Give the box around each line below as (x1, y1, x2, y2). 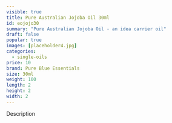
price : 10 (6, 59, 31, 65)
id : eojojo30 (6, 20, 39, 26)
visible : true (6, 8, 42, 15)
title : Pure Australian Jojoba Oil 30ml (6, 15, 110, 21)
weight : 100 (6, 76, 36, 82)
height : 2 (6, 88, 31, 94)
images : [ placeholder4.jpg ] (6, 43, 78, 49)
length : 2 (6, 82, 31, 88)
